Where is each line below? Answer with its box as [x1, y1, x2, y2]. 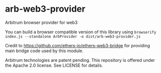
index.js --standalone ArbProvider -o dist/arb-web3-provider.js [5, 34, 141, 39]
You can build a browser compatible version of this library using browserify [5, 29, 157, 35]
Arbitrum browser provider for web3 [5, 19, 78, 25]
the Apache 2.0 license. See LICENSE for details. [5, 62, 103, 68]
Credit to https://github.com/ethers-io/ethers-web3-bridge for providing [5, 42, 150, 48]
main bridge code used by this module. [5, 48, 84, 54]
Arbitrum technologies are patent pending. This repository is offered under [5, 57, 155, 63]
